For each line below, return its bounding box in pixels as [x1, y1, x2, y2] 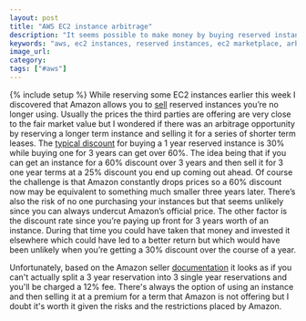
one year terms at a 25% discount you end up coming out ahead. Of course [9, 166, 293, 178]
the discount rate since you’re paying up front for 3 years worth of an [9, 215, 270, 226]
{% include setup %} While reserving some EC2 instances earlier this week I [9, 88, 296, 100]
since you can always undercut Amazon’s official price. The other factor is [9, 205, 288, 216]
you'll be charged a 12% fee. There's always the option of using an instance [9, 281, 294, 292]
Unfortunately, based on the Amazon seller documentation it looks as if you [9, 262, 292, 273]
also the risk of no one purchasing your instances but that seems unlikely [9, 195, 284, 206]
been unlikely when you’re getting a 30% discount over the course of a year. [9, 243, 297, 255]
